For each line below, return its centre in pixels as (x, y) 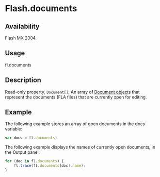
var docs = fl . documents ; (31, 138)
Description (23, 80)
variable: (14, 129)
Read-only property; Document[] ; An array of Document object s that (72, 92)
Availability (22, 26)
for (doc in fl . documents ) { (34, 161)
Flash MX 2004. (21, 38)
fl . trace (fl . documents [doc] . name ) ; (50, 166)
